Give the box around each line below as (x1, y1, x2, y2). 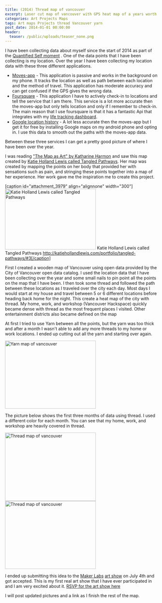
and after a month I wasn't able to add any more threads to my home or (5, 326, 147, 331)
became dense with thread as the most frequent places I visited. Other (5, 306, 146, 311)
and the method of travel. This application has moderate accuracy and (12, 83, 152, 88)
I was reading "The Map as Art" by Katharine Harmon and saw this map (5, 153, 147, 159)
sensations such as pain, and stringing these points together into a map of (5, 169, 153, 174)
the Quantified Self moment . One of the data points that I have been (5, 52, 141, 58)
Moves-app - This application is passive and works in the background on (12, 72, 158, 78)
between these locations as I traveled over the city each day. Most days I (5, 285, 150, 291)
